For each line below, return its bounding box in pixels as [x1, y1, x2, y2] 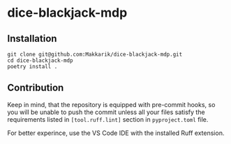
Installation [7, 33, 57, 45]
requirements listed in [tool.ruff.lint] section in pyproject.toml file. [7, 115, 209, 123]
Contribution [7, 82, 64, 94]
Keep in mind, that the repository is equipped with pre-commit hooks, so [7, 100, 216, 109]
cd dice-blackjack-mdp [7, 57, 73, 64]
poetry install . [7, 63, 58, 70]
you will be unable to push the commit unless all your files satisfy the [7, 108, 205, 116]
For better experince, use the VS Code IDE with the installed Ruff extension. [7, 129, 225, 137]
